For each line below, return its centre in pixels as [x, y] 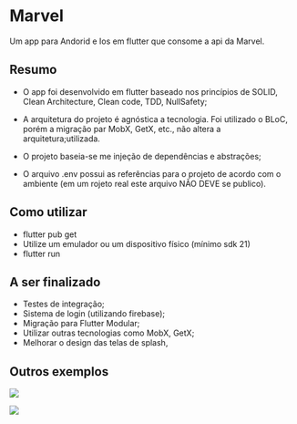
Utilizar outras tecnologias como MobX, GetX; [108, 333]
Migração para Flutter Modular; [81, 324]
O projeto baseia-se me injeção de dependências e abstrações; [142, 156]
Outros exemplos [59, 372]
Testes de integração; [63, 304]
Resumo [33, 70]
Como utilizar [49, 212]
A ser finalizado [55, 282]
